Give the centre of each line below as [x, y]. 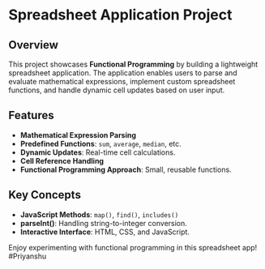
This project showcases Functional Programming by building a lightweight [133, 64]
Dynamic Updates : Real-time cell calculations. [98, 152]
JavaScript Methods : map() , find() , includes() [99, 214]
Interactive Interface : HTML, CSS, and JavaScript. [105, 232]
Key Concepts [45, 195]
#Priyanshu [28, 256]
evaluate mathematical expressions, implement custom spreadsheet [122, 81]
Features [31, 115]
